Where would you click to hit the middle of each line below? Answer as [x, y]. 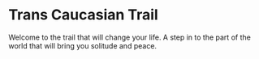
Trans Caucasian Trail [83, 15]
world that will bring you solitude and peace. [82, 45]
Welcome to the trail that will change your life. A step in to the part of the [130, 37]
